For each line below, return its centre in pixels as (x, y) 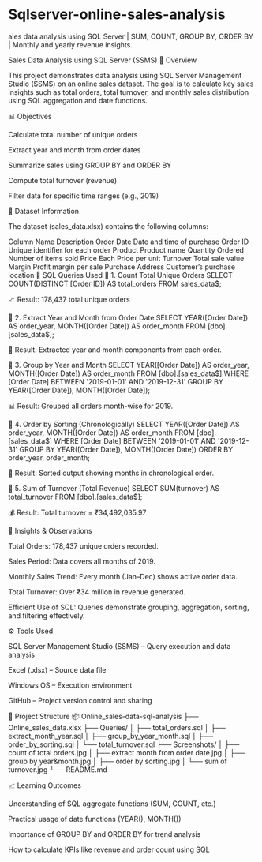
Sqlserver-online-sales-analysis (117, 15)
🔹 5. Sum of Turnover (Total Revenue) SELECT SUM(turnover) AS (114, 488)
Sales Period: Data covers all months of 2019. (82, 561)
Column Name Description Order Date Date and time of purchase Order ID (129, 242)
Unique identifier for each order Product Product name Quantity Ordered (126, 249)
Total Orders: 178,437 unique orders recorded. (84, 545)
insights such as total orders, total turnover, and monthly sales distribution (129, 92)
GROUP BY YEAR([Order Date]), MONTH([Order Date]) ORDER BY (126, 449)
